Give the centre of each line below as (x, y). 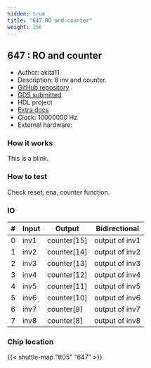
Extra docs (33, 110)
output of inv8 (118, 321)
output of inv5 (118, 286)
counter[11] (67, 286)
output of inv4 (118, 275)
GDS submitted (39, 95)
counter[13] (67, 264)
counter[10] (67, 298)
